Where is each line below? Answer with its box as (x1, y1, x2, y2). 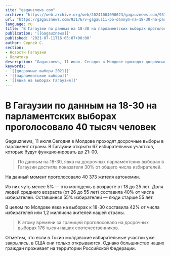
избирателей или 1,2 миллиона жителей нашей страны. (5, 209, 125, 216)
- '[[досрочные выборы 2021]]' (5, 69, 71, 74)
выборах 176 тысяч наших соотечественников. (17, 225, 119, 231)
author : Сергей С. (5, 40, 44, 46)
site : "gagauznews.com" (5, 7, 56, 13)
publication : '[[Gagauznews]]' (5, 31, 71, 36)
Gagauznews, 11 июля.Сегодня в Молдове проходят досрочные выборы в (5, 138, 164, 144)
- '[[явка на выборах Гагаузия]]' (5, 78, 78, 83)
